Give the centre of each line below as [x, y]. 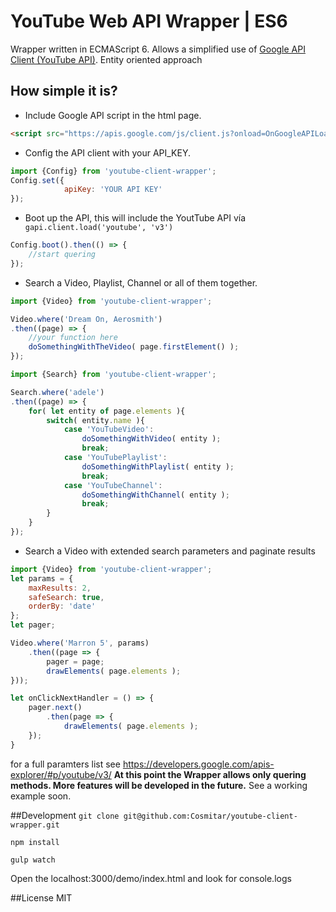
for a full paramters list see [65, 764]
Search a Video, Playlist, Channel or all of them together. [141, 282]
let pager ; [33, 625]
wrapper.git [35, 825]
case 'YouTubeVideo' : [109, 430]
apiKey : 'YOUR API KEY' [113, 190]
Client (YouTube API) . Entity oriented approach [106, 59]
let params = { [42, 578]
